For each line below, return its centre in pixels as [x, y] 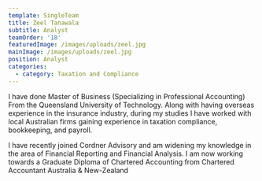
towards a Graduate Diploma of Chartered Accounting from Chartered [121, 161]
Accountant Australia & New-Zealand [68, 170]
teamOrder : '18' [35, 37]
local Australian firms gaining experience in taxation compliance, [113, 121]
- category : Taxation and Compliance [77, 74]
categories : [28, 67]
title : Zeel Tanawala [44, 23]
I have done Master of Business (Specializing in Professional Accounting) [127, 96]
